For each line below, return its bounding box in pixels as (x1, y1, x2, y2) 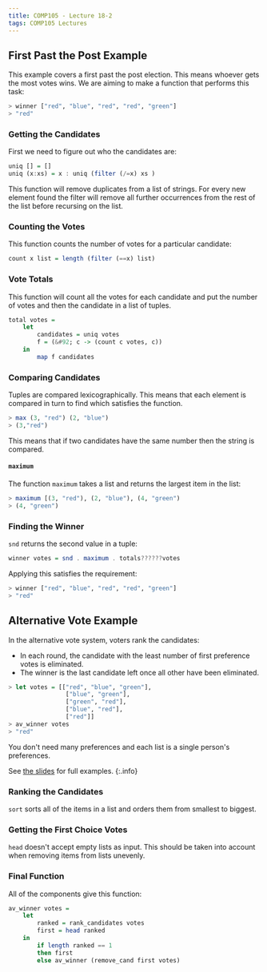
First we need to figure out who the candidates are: (8, 147, 177, 157)
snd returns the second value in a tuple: (8, 539, 138, 548)
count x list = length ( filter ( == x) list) (8, 255, 156, 263)
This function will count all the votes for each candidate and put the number (8, 292, 258, 301)
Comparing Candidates (8, 372, 101, 383)
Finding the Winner (8, 520, 85, 532)
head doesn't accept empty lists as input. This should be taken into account (8, 843, 256, 852)
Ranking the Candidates (8, 786, 104, 797)
